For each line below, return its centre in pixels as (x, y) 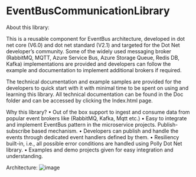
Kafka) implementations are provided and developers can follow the (89, 64)
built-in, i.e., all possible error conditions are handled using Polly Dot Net (94, 143)
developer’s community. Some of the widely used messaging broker (89, 51)
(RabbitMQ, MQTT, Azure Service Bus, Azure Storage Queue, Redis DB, (93, 57)
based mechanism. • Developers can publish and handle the (105, 131)
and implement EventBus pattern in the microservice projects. (81, 124)
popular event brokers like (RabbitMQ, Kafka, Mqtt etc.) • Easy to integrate (97, 118)
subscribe (18, 131)
